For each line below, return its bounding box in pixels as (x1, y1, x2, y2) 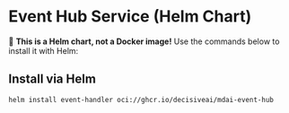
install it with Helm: (8, 45, 79, 56)
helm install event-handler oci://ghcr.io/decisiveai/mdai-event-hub (8, 95, 275, 104)
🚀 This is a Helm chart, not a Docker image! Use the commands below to (8, 36, 280, 47)
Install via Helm (8, 72, 96, 87)
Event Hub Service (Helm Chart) (8, 6, 252, 27)
